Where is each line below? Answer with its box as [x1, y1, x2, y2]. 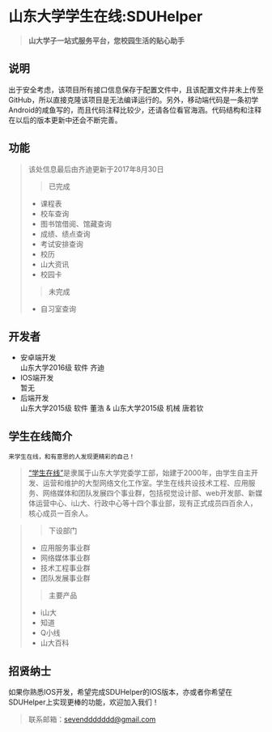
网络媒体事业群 [40, 553, 91, 563]
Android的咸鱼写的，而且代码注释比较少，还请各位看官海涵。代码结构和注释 [8, 104, 261, 114]
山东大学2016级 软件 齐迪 [19, 363, 105, 372]
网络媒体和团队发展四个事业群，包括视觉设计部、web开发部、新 [42, 488, 256, 498]
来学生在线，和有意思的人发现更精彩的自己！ [8, 453, 135, 462]
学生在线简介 [8, 429, 73, 443]
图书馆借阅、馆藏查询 [40, 219, 112, 228]
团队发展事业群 [40, 573, 91, 583]
